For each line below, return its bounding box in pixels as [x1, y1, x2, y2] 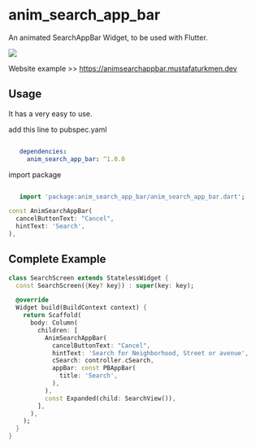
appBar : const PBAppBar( [51, 364, 137, 372]
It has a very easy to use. [8, 108, 93, 119]
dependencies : [19, 147, 67, 155]
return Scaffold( [23, 311, 82, 320]
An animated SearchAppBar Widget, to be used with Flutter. [8, 33, 209, 42]
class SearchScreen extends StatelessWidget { [8, 274, 169, 282]
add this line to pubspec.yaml [8, 124, 107, 134]
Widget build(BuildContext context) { [15, 303, 148, 312]
